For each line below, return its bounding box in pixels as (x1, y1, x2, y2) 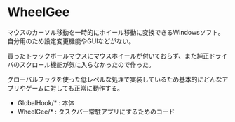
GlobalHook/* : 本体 (17, 98, 75, 107)
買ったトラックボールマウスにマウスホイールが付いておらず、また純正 (7, 52, 209, 60)
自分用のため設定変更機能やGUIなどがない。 (7, 36, 135, 45)
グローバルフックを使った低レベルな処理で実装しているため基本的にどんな (7, 75, 222, 84)
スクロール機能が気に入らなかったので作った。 (19, 60, 155, 68)
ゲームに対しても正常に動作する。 (25, 84, 124, 92)
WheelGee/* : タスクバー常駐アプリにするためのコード (17, 107, 175, 116)
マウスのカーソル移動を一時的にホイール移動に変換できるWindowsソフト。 (7, 28, 224, 36)
